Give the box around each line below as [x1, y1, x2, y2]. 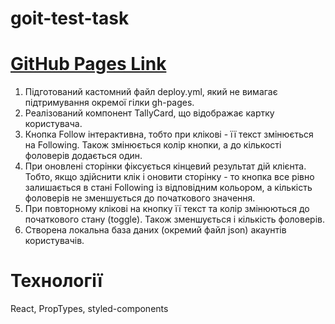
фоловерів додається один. [24, 150, 143, 162]
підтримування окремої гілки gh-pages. [24, 97, 195, 109]
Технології [10, 270, 103, 292]
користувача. [24, 118, 83, 130]
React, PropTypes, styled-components [10, 303, 169, 315]
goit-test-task [10, 7, 130, 30]
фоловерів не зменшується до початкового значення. [24, 192, 256, 204]
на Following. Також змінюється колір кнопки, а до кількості [24, 139, 282, 151]
